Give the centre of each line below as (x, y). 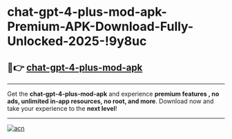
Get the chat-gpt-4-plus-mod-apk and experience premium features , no (113, 94)
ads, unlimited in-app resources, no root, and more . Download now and (110, 101)
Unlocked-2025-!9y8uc (77, 41)
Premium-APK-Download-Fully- (100, 26)
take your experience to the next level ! (62, 108)
